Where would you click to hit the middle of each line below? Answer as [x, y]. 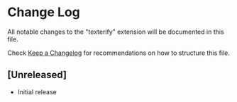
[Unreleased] [37, 75]
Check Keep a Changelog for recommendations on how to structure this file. [119, 53]
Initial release [37, 91]
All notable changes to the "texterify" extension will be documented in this [116, 32]
